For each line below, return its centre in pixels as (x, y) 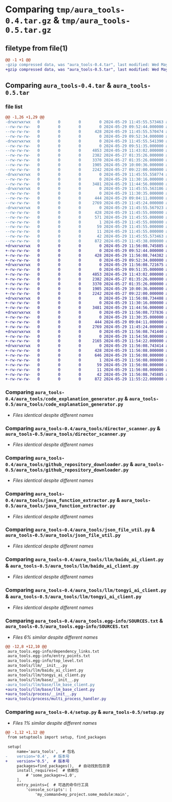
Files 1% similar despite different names (55, 723)
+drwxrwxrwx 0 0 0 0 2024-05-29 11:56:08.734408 (84, 298)
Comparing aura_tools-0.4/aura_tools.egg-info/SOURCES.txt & (84, 621)
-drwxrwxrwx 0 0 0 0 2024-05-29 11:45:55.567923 (84, 208)
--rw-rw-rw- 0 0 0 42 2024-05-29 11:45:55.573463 (84, 237)
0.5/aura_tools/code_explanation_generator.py (64, 405)
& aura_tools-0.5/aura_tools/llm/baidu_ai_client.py (72, 565)
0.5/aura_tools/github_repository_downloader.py (67, 470)
